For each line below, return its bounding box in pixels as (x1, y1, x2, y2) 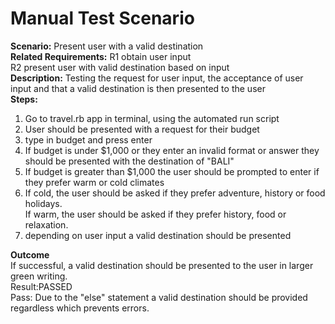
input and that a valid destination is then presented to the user (10, 82, 266, 94)
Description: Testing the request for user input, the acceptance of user (10, 72, 304, 84)
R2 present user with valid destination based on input (10, 61, 230, 73)
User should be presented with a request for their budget (24, 123, 260, 135)
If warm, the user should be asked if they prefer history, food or (24, 208, 287, 220)
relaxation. (24, 218, 69, 231)
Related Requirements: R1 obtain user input (10, 50, 192, 62)
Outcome (10, 248, 50, 261)
